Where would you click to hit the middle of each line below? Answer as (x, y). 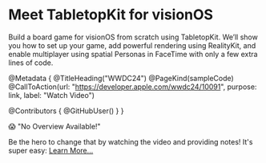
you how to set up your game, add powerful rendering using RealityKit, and (132, 45)
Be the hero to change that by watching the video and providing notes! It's (131, 141)
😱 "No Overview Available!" (55, 126)
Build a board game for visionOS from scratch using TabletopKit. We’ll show (133, 37)
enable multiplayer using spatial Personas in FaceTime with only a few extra (133, 54)
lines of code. (31, 63)
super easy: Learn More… (51, 150)
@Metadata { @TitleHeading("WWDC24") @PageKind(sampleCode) (121, 78)
